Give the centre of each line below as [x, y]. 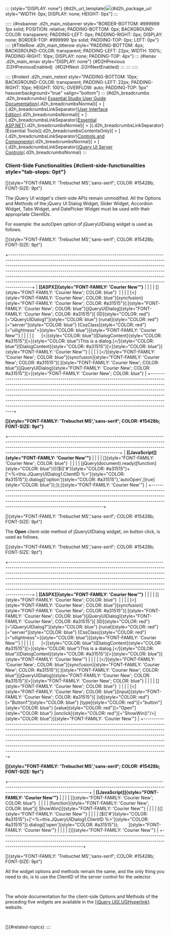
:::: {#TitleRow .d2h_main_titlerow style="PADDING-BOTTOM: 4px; [75, 45]
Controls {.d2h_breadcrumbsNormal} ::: [46, 152]
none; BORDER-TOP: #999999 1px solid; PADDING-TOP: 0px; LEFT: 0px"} [82, 40]
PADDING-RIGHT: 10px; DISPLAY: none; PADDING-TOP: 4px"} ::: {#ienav [81, 56]
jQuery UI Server [95, 147]
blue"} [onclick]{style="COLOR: [73, 713]
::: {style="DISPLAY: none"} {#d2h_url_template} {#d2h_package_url [78, 8]
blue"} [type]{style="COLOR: [96, 703]
